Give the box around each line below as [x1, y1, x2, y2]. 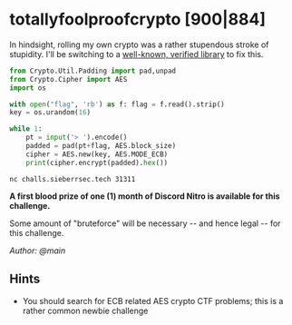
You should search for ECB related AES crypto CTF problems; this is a [22, 295, 284, 306]
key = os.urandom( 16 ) [9, 108, 92, 117]
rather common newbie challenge [22, 305, 149, 316]
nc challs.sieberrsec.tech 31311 [9, 174, 136, 183]
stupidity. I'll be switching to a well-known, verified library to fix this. [9, 48, 264, 59]
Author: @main [9, 245, 66, 256]
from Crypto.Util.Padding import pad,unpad [9, 66, 177, 75]
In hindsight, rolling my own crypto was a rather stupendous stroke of [9, 39, 269, 50]
